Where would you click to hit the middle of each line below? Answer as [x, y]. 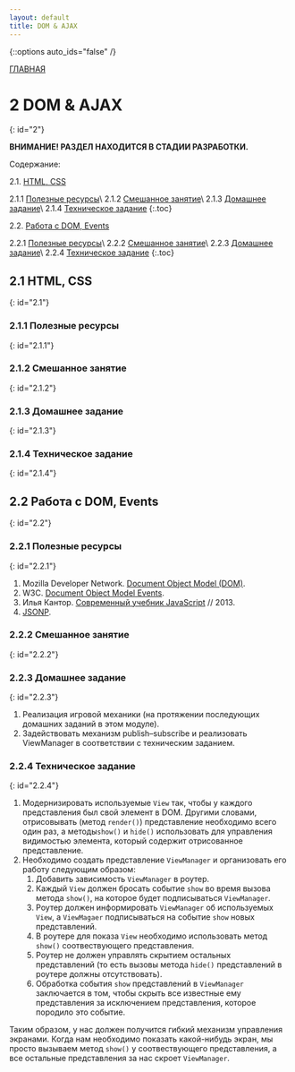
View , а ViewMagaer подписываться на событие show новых [145, 917]
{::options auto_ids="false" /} [63, 51]
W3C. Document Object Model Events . [93, 593]
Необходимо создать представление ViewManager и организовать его [154, 860]
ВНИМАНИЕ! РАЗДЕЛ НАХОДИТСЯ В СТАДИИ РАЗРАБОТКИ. [129, 147]
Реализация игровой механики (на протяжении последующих [141, 715]
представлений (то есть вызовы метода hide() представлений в [159, 965]
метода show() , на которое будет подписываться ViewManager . [153, 898]
